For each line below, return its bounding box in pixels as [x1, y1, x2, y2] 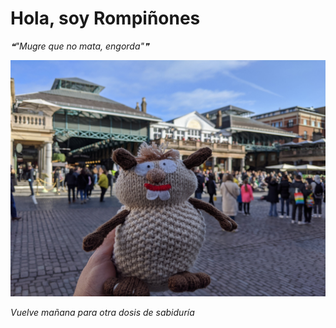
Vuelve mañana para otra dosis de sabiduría [10, 306, 195, 318]
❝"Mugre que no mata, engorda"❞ [10, 40, 150, 52]
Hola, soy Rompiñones [10, 7, 201, 30]
